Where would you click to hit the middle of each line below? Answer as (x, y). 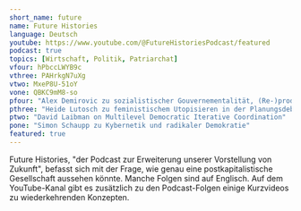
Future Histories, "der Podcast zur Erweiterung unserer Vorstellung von (141, 159)
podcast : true (36, 51)
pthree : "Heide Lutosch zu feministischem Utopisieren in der (128, 109)
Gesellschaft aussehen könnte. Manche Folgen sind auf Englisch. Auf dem (146, 178)
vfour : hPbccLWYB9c (46, 68)
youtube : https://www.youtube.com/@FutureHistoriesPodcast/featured (140, 42)
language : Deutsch (43, 34)
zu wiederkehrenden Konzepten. (69, 197)
